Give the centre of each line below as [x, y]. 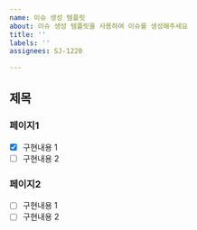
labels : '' [30, 43]
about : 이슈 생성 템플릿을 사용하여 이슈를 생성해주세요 [98, 26]
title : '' [28, 34]
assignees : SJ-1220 [46, 51]
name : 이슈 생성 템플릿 [47, 18]
